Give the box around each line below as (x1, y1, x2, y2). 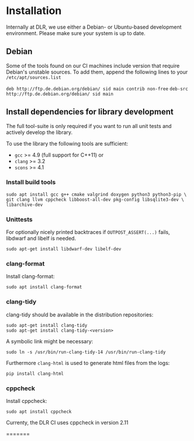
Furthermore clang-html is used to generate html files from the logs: (6, 359, 170, 366)
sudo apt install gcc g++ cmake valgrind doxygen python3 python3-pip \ (6, 191, 187, 197)
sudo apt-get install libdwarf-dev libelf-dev (6, 246, 122, 252)
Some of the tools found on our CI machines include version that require (6, 62, 180, 69)
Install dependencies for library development (6, 107, 174, 117)
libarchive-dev (6, 202, 43, 208)
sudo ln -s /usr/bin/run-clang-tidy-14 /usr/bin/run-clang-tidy (6, 349, 166, 355)
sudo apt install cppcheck (6, 409, 72, 415)
